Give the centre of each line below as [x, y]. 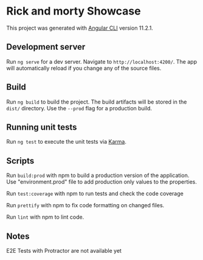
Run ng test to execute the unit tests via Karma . [66, 142]
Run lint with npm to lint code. [45, 217]
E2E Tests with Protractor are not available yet [64, 251]
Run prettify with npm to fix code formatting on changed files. [85, 205]
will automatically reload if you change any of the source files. [84, 68]
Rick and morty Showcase [74, 11]
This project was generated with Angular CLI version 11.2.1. [80, 28]
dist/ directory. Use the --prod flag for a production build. [79, 108]
